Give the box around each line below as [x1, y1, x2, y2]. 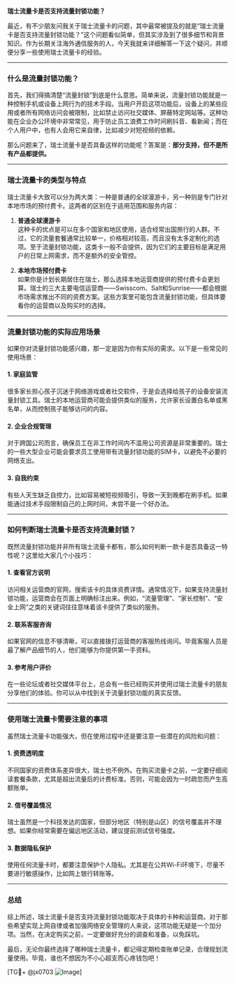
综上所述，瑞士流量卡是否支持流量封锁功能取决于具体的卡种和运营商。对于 [7, 912, 222, 921]
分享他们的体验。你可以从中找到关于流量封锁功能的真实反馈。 [7, 689, 185, 697]
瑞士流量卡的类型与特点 [7, 175, 86, 185]
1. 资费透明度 [7, 749, 44, 758]
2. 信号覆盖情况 [7, 801, 52, 809]
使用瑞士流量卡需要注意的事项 [7, 714, 108, 724]
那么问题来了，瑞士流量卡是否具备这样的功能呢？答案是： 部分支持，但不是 [7, 141, 222, 149]
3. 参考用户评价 [7, 663, 52, 671]
